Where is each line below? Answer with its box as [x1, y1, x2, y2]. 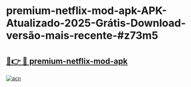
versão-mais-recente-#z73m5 [6, 29, 159, 42]
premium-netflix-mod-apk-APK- [6, 4, 167, 18]
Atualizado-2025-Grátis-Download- [6, 16, 186, 30]
